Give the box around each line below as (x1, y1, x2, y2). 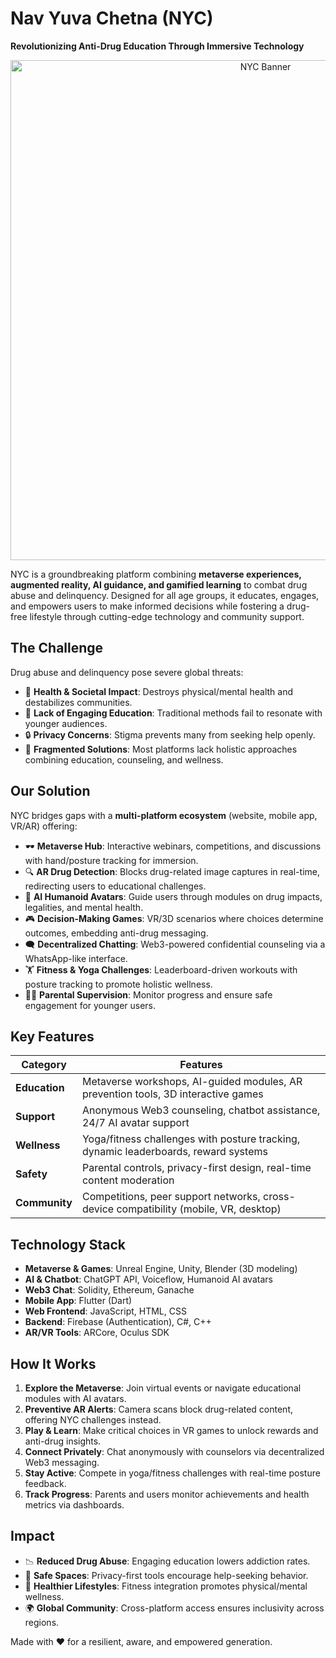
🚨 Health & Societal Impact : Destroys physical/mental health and (24, 685, 293, 697)
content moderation (81, 1173, 175, 1187)
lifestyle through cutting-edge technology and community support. (29, 610, 305, 622)
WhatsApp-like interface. (24, 952, 128, 964)
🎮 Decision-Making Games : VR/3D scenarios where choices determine (24, 912, 324, 924)
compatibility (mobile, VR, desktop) (116, 1202, 282, 1216)
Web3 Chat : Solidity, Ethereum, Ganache (24, 1284, 195, 1296)
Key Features (10, 1028, 95, 1045)
